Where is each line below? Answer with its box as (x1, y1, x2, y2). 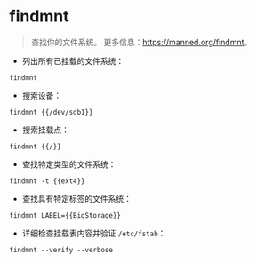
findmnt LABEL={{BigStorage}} (9, 211, 122, 219)
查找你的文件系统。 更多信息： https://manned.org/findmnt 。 (30, 36, 252, 47)
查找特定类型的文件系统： (21, 158, 116, 170)
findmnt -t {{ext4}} (9, 176, 86, 186)
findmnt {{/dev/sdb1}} (9, 108, 93, 116)
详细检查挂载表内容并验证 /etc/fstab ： (21, 227, 166, 238)
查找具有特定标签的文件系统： (21, 193, 132, 203)
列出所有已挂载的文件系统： (21, 55, 124, 66)
